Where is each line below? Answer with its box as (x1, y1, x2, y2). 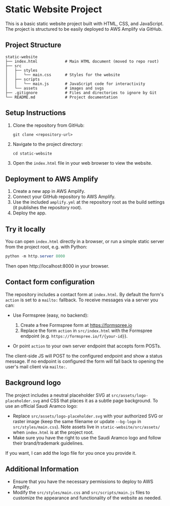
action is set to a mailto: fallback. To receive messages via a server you (5, 297, 159, 303)
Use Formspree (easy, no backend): (12, 312, 89, 318)
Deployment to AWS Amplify (5, 174, 98, 183)
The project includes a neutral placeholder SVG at (5, 392, 111, 398)
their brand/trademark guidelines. (12, 440, 84, 446)
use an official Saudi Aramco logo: (5, 403, 78, 409)
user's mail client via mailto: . (5, 363, 68, 369)
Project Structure (5, 41, 61, 50)
